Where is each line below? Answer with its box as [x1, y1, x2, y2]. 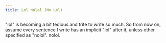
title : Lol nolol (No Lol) [5, 7, 63, 13]
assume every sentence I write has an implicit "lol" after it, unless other [5, 26, 155, 33]
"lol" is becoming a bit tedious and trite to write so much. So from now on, [5, 21, 161, 27]
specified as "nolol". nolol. [5, 32, 60, 38]
